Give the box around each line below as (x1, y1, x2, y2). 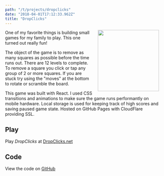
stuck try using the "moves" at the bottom (5, 75, 89, 81)
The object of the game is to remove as (5, 50, 84, 55)
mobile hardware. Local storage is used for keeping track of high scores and (5, 101, 159, 107)
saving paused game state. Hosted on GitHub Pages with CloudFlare (5, 106, 143, 112)
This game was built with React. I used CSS (5, 90, 93, 96)
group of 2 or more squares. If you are (5, 71, 82, 76)
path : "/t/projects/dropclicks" (5, 7, 71, 12)
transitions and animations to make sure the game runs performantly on (5, 96, 149, 101)
